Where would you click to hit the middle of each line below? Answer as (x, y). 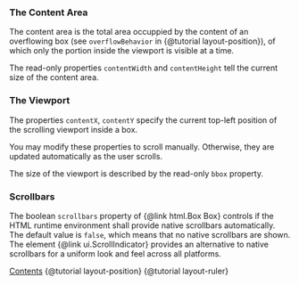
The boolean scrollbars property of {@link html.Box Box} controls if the (141, 216)
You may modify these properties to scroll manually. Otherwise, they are (142, 147)
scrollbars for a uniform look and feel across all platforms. (115, 253)
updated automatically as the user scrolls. (86, 156)
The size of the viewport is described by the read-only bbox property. (136, 173)
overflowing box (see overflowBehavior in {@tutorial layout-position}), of (143, 41)
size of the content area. (54, 77)
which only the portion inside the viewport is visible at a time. (122, 51)
